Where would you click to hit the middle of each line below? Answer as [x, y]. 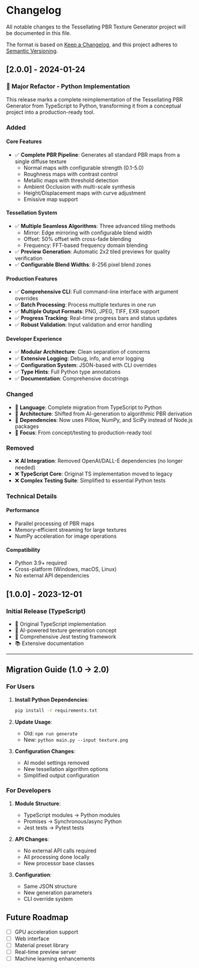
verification [28, 258]
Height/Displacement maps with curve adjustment [85, 193]
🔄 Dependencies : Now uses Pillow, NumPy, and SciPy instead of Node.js [104, 420]
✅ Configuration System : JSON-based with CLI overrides [86, 365]
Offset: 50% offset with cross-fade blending [77, 239]
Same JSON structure [50, 886]
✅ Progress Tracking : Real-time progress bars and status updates [96, 318]
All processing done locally [57, 857]
